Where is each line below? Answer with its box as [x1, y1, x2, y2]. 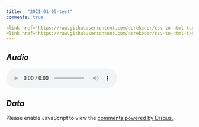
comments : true [6, 14, 44, 20]
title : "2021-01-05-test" [6, 8, 73, 15]
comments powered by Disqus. [97, 114, 174, 121]
